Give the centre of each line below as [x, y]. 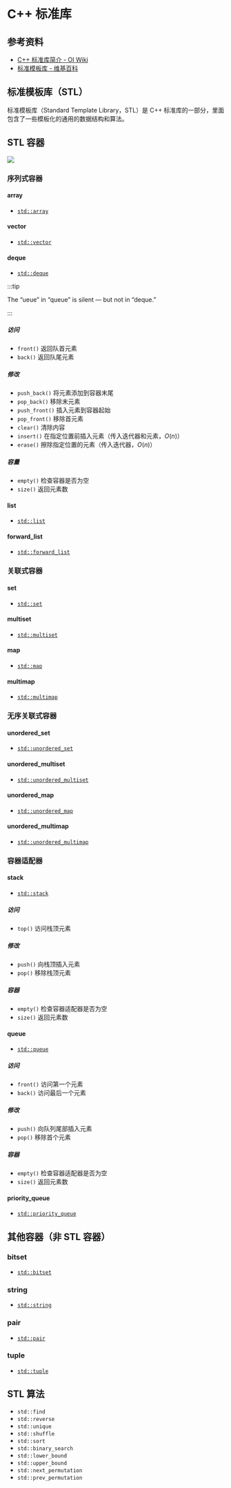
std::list [31, 521]
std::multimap [37, 697]
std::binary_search [45, 1448]
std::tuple [33, 1371]
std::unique [34, 1427]
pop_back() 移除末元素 [49, 402]
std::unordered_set [45, 749]
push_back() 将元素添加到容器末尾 [65, 393]
